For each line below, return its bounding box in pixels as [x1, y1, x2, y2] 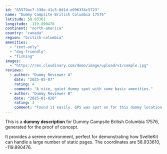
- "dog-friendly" [9, 49, 46, 54]
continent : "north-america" [5, 26, 64, 31]
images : [5, 58, 21, 63]
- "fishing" [9, 53, 35, 59]
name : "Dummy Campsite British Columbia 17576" [5, 12, 106, 17]
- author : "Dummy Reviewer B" [9, 91, 72, 96]
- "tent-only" [9, 44, 39, 49]
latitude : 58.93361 [5, 16, 46, 21]
